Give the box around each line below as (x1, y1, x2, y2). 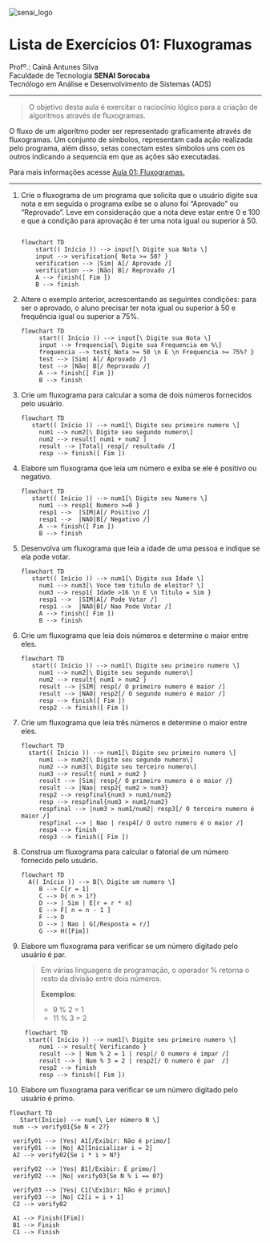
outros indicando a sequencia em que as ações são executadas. (9, 151, 221, 161)
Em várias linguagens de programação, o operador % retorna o (40, 965, 250, 975)
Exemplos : (40, 989, 77, 999)
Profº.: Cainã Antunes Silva (9, 62, 99, 71)
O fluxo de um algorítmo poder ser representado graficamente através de (9, 126, 252, 135)
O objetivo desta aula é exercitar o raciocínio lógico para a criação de (28, 102, 259, 111)
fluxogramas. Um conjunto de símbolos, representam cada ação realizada (9, 135, 253, 144)
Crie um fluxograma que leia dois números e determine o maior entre (20, 630, 249, 640)
